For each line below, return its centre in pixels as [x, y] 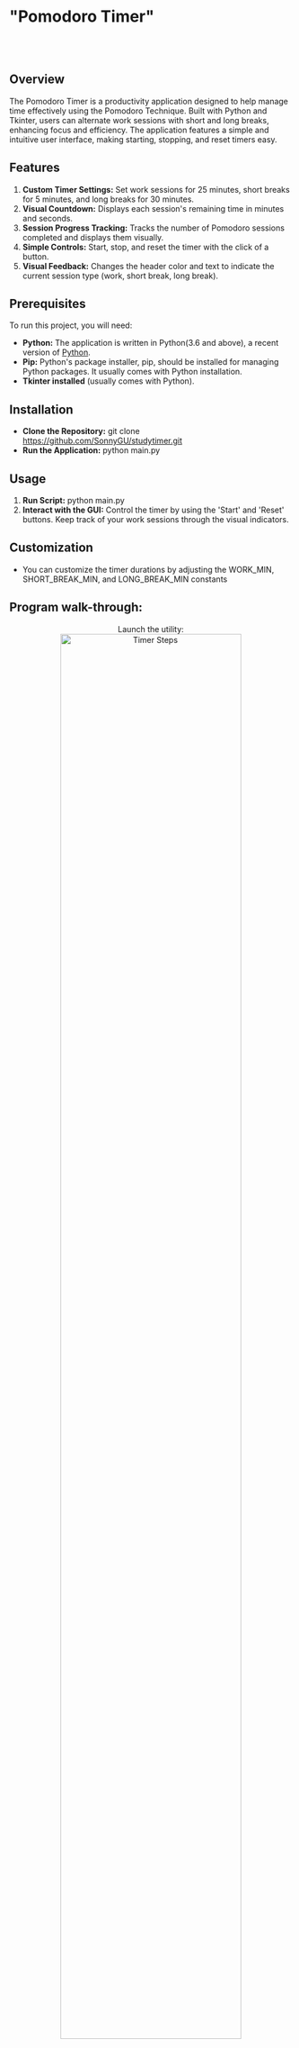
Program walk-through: [76, 607]
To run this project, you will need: [71, 325]
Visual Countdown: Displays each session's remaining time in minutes [153, 208]
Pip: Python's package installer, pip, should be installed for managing [150, 362]
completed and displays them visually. [93, 237]
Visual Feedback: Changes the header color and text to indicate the [148, 266]
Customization [52, 548]
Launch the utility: [151, 629]
